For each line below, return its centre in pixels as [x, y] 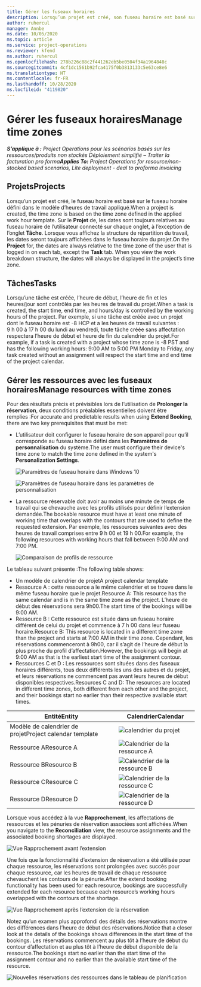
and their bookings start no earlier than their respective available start [101, 695]
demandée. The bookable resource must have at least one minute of [99, 514]
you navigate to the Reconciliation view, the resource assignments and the [99, 831]
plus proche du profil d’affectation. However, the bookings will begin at [101, 651]
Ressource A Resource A [44, 747]
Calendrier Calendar [155, 716]
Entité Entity [61, 716]
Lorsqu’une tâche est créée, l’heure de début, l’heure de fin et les [87, 298]
